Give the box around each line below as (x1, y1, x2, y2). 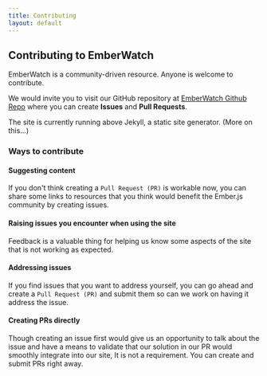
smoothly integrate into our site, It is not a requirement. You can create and (8, 351, 254, 360)
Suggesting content (8, 165, 76, 175)
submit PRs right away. (8, 359, 84, 369)
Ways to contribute (8, 146, 84, 157)
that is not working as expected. (8, 245, 114, 254)
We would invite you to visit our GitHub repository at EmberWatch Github (8, 93, 247, 104)
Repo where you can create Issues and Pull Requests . (8, 102, 187, 112)
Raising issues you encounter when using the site (8, 218, 177, 228)
